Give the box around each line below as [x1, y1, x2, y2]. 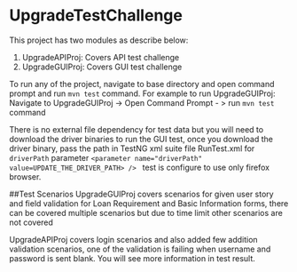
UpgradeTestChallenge [9, 5, 184, 26]
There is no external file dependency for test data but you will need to [9, 124, 264, 134]
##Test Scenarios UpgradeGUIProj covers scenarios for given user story [9, 188, 274, 199]
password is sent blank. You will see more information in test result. [9, 252, 255, 263]
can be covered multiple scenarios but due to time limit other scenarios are [9, 207, 284, 218]
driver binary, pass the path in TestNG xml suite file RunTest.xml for [9, 143, 255, 154]
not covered [9, 217, 53, 228]
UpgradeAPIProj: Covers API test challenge [21, 52, 180, 62]
